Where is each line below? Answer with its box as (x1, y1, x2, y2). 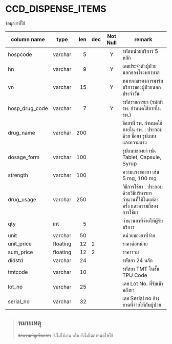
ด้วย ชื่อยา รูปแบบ (122, 132, 156, 139)
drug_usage (8, 196, 37, 203)
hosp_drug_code (8, 105, 48, 112)
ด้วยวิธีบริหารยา (122, 189, 152, 197)
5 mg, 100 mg (122, 175, 157, 182)
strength (8, 171, 28, 179)
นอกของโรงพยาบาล (122, 69, 160, 76)
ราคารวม (122, 249, 139, 256)
